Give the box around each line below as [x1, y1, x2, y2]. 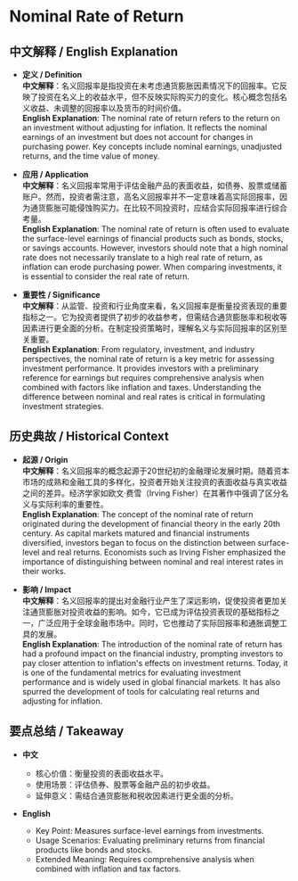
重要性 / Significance [21, 290, 101, 300]
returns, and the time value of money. [21, 151, 160, 161]
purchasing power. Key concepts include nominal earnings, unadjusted [21, 141, 283, 152]
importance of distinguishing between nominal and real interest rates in [21, 556, 284, 567]
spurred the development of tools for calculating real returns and [21, 686, 260, 696]
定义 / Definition [21, 70, 83, 79]
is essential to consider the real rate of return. [21, 271, 189, 282]
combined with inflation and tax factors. [35, 863, 181, 874]
